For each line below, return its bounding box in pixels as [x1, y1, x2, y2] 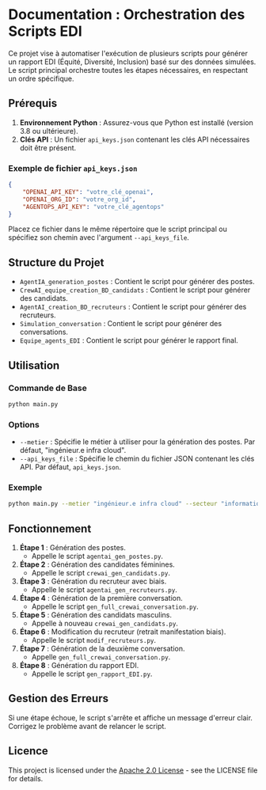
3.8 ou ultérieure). [19, 126, 78, 135]
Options [8, 419, 40, 430]
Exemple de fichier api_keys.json [8, 162, 138, 173]
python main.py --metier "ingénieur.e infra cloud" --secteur [8, 500, 218, 508]
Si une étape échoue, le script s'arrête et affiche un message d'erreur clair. [8, 712, 253, 722]
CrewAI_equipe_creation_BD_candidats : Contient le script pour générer [19, 285, 251, 294]
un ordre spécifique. [8, 74, 74, 83]
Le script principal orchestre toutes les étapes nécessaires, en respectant [8, 65, 249, 74]
